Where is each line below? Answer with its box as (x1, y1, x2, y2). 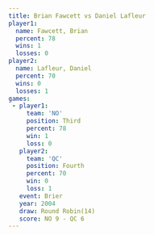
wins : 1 (15, 42, 42, 50)
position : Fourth (26, 162, 85, 170)
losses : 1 (15, 86, 48, 95)
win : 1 (26, 132, 48, 140)
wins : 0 (15, 79, 42, 87)
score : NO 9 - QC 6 (19, 215, 85, 223)
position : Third (26, 117, 81, 125)
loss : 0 (26, 139, 52, 148)
